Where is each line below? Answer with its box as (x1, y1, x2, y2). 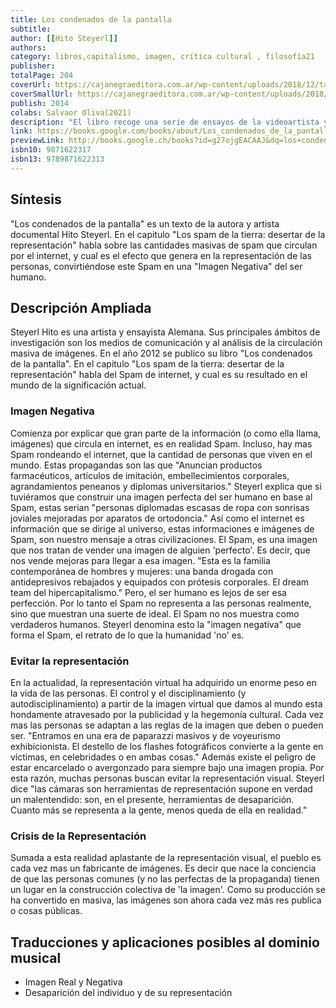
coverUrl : (10, 80, 52, 90)
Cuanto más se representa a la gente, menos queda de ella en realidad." (10, 804, 308, 816)
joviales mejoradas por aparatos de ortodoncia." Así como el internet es (10, 512, 305, 524)
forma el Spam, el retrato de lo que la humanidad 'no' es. (10, 629, 245, 641)
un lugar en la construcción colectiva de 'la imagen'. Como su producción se (10, 884, 326, 896)
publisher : (10, 61, 56, 71)
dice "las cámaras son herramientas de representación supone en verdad (10, 782, 313, 795)
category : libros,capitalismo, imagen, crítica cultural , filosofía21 (10, 52, 315, 62)
